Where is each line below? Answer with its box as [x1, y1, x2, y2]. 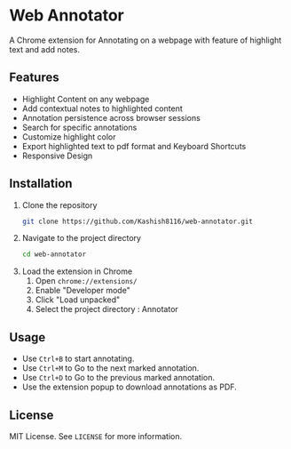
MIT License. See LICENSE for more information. [9, 430, 183, 441]
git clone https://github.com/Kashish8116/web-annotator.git [21, 217, 254, 226]
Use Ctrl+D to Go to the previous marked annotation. [21, 373, 216, 383]
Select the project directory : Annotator [35, 304, 179, 315]
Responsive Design [21, 150, 93, 161]
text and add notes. [9, 44, 81, 54]
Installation [9, 176, 73, 191]
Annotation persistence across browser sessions [21, 112, 201, 123]
